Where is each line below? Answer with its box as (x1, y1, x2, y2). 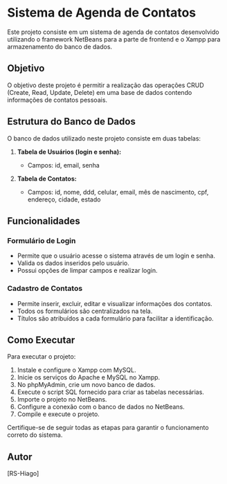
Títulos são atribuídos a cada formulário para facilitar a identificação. (17, 314, 214, 323)
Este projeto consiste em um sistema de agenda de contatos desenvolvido (7, 28, 219, 36)
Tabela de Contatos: (17, 174, 78, 183)
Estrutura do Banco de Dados (7, 116, 136, 127)
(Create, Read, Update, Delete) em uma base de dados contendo (7, 88, 192, 96)
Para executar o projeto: (7, 352, 76, 361)
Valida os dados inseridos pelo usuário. (17, 259, 130, 267)
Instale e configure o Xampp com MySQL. (17, 366, 136, 375)
